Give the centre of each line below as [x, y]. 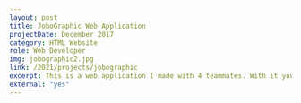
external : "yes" [39, 84]
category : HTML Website [54, 43]
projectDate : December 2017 [62, 34]
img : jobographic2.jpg [52, 59]
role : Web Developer [48, 51]
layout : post [34, 17]
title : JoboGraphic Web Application [77, 26]
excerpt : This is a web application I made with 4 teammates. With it [144, 76]
